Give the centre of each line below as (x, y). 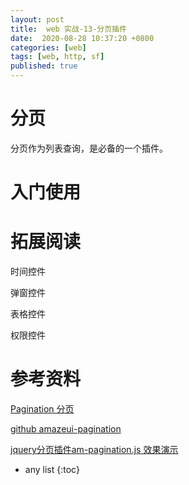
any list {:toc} (52, 469)
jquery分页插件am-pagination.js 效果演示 (94, 449)
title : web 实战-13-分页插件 (68, 29)
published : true (44, 66)
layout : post (37, 19)
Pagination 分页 (42, 409)
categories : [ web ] (48, 47)
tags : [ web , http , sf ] (57, 57)
